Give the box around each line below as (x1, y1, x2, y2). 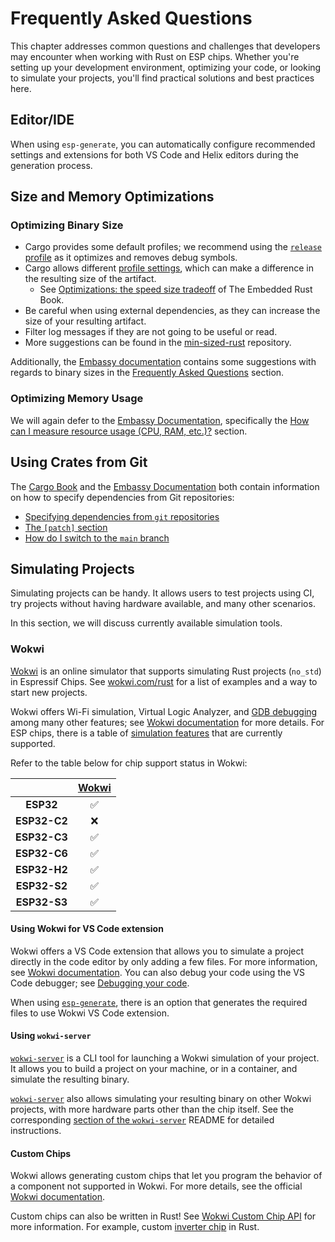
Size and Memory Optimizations (10, 188, 215, 206)
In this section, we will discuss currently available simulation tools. (10, 617, 283, 629)
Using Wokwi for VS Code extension (10, 923, 164, 935)
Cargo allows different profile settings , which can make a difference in (24, 262, 315, 274)
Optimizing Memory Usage (10, 392, 144, 406)
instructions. (10, 1125, 62, 1137)
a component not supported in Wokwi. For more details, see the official (10, 1180, 303, 1192)
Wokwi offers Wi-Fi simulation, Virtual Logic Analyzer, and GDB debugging (10, 705, 318, 717)
